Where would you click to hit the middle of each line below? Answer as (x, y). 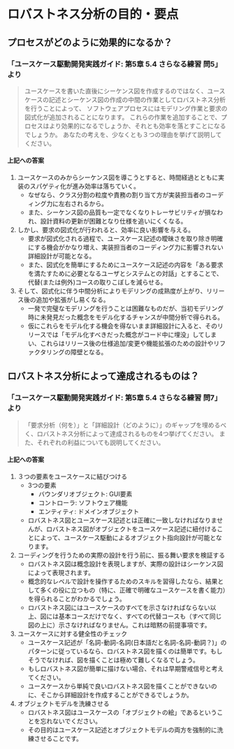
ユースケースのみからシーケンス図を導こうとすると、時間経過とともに (118, 177)
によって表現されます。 (61, 572)
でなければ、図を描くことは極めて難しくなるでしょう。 (119, 660)
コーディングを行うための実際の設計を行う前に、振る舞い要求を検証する (121, 555)
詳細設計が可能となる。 (61, 256)
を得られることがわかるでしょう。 (76, 599)
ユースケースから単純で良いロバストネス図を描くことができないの (123, 686)
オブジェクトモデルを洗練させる (63, 704)
